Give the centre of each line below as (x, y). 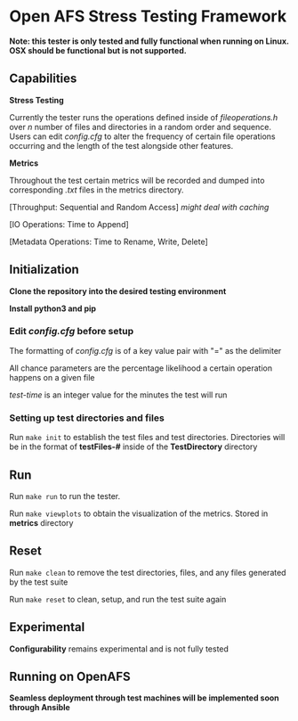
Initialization (44, 270)
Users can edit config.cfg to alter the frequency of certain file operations (142, 136)
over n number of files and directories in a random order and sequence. (140, 127)
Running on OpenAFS (70, 676)
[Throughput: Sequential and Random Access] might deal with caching (139, 207)
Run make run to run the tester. (65, 496)
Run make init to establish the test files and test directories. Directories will (147, 438)
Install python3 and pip (52, 308)
